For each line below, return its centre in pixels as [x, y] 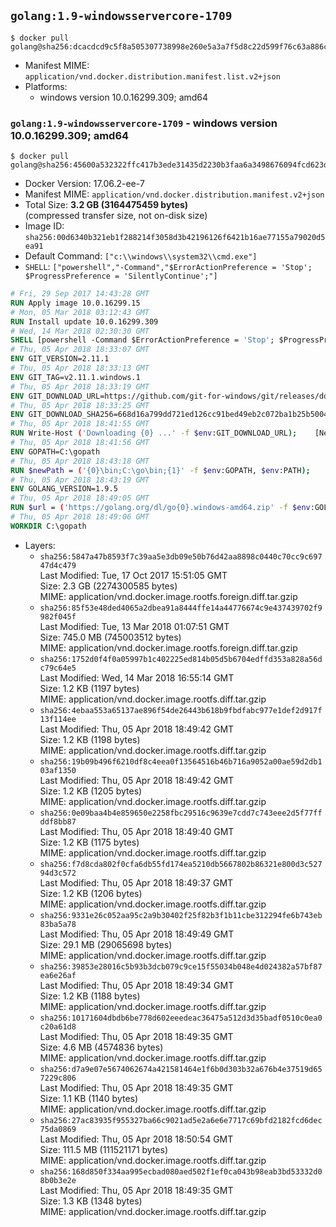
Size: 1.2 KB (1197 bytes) [89, 688]
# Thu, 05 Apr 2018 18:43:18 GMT [80, 461]
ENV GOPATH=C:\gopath [55, 451]
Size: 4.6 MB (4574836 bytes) [101, 1047]
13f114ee [58, 719]
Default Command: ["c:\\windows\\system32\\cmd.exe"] [141, 256]
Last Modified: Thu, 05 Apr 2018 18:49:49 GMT [137, 934]
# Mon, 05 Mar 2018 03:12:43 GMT [80, 312]
